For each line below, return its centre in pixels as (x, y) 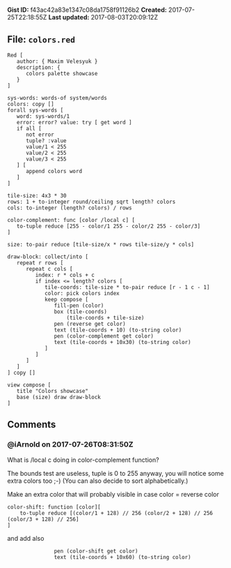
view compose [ (29, 385)
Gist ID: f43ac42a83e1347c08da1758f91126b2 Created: (87, 10)
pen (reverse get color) (90, 324)
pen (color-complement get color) (104, 336)
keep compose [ (66, 299)
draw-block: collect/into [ (48, 257)
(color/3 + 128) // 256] (43, 519)
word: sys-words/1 (43, 117)
